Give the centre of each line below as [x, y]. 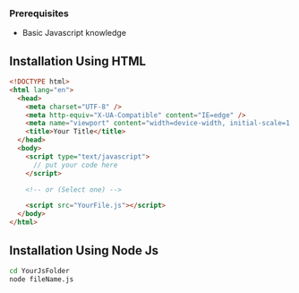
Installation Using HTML [77, 61]
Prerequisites [39, 13]
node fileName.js [42, 279]
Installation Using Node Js [84, 250]
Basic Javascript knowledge [74, 33]
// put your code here [75, 165]
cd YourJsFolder [39, 271]
